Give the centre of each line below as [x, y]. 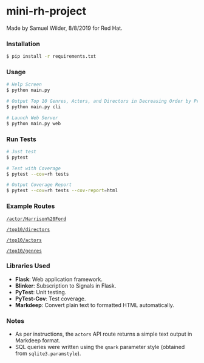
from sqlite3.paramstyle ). [48, 353]
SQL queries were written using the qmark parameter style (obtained [100, 347]
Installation [23, 44]
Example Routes [31, 206]
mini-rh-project [46, 11]
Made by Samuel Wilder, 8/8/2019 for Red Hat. [64, 28]
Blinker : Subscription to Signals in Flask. [66, 285]
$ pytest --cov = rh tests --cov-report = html [62, 191]
